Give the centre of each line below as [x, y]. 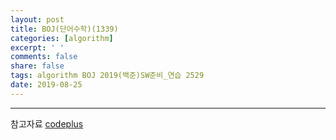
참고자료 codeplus [47, 123]
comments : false [44, 57]
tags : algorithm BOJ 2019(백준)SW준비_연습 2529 [107, 76]
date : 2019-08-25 [46, 85]
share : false [37, 66]
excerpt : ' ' [37, 47]
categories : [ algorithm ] [62, 38]
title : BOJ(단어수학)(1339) [64, 29]
